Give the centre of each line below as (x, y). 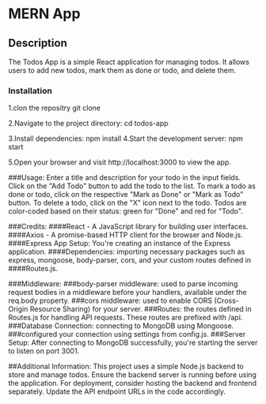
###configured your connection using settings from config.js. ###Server (127, 334)
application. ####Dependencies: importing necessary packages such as (127, 252)
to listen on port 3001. (44, 351)
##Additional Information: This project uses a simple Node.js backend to (126, 366)
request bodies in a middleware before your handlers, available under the (127, 293)
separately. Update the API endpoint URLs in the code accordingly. (117, 391)
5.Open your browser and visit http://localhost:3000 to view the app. (120, 162)
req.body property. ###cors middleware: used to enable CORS (110, 300)
